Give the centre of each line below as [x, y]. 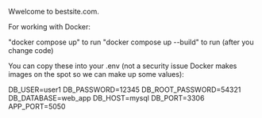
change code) [31, 50]
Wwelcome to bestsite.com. [54, 11]
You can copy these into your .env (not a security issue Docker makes [123, 66]
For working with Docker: [50, 27]
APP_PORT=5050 [37, 107]
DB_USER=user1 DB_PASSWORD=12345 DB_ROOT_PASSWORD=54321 [125, 89]
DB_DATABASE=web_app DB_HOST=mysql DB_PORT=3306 [106, 98]
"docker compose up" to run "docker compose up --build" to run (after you [131, 42]
